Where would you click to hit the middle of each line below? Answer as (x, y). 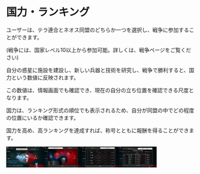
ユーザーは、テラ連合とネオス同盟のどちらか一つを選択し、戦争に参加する (98, 30)
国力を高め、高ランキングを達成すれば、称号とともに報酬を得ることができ (98, 130)
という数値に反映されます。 (45, 77)
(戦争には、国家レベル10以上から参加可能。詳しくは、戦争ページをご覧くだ (99, 50)
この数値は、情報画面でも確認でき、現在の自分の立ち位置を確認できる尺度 (98, 90)
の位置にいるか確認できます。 (43, 117)
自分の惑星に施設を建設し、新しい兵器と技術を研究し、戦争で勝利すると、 (98, 70)
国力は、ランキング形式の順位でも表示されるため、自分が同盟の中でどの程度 (100, 110)
